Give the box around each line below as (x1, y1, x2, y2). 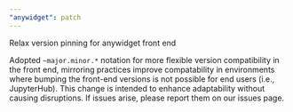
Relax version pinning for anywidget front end (9, 37, 177, 48)
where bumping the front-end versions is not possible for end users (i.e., (9, 73, 275, 84)
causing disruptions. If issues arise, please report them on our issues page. (9, 92, 285, 103)
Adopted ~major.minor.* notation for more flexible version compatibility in (9, 54, 280, 65)
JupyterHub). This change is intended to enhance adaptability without (9, 83, 265, 93)
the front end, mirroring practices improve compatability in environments (9, 64, 275, 75)
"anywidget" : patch (9, 12, 82, 22)
